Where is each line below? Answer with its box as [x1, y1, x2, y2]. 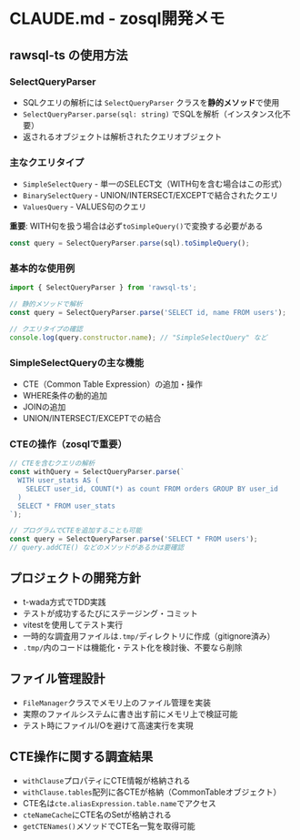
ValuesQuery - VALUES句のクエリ [22, 201, 147, 212]
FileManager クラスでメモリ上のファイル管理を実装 [22, 697, 212, 708]
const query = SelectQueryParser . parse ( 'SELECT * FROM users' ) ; [9, 534, 258, 544]
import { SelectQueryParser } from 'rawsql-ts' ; [9, 283, 197, 292]
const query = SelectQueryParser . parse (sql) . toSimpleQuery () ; [9, 238, 250, 248]
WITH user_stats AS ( [17, 476, 100, 485]
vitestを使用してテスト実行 [22, 619, 124, 630]
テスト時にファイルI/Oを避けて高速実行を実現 [22, 720, 194, 731]
